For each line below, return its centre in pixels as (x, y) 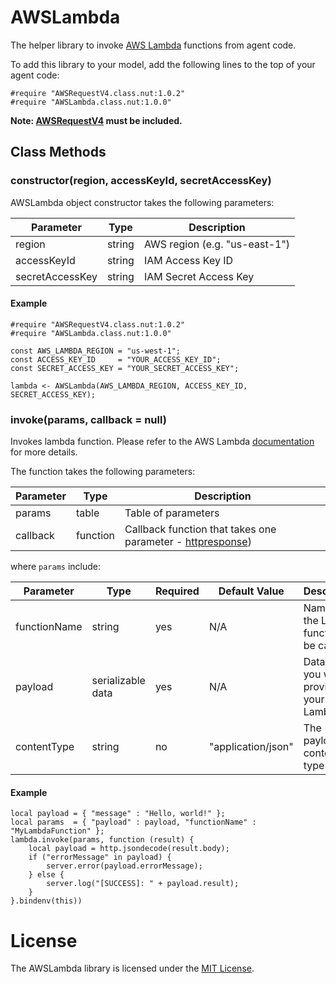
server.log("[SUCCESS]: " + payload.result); (143, 884)
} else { (46, 875)
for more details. (44, 452)
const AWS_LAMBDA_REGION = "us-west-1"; (96, 351)
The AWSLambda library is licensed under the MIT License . (132, 968)
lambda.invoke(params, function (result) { (102, 840)
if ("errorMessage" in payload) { (100, 857)
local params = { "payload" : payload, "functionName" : (133, 822)
